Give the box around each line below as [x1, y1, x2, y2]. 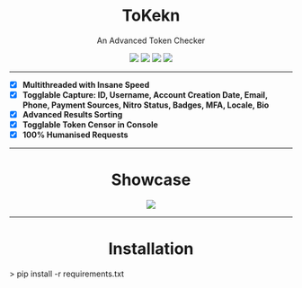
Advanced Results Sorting [22, 109, 123, 120]
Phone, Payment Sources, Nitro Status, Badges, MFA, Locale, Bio [22, 100, 270, 110]
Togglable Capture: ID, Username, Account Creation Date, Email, [22, 90, 268, 100]
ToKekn [121, 5, 181, 26]
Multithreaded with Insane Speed [22, 79, 150, 90]
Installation [108, 239, 194, 259]
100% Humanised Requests [22, 129, 129, 140]
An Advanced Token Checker [96, 35, 206, 46]
